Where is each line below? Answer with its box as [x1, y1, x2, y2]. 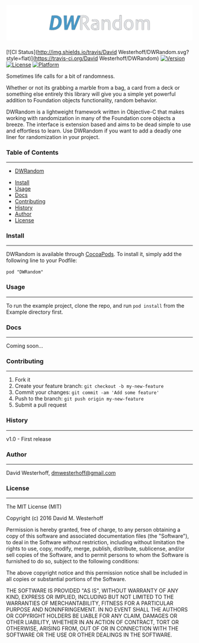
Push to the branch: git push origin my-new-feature [14, 395, 144, 402]
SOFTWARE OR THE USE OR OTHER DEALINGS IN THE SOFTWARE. [6, 631, 172, 638]
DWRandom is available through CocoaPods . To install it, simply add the [6, 251, 182, 258]
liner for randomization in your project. [6, 133, 100, 140]
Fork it [14, 376, 31, 383]
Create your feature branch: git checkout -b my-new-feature [14, 383, 164, 390]
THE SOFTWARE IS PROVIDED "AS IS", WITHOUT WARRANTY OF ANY [6, 587, 179, 594]
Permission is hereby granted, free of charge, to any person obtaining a [6, 526, 181, 534]
